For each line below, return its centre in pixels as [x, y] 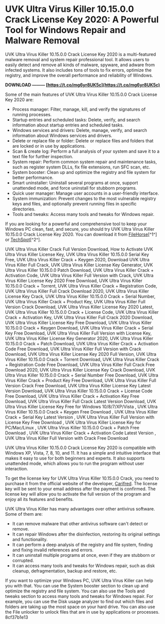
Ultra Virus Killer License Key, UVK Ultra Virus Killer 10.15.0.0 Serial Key [77, 254]
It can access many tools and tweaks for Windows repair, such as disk [83, 565]
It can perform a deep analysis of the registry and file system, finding [82, 544]
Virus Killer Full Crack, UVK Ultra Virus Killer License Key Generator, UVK [79, 265]
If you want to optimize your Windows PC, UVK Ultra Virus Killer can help [79, 580]
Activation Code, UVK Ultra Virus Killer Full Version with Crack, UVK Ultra [79, 275]
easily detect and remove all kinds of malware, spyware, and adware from [80, 65]
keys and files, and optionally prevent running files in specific [74, 204]
